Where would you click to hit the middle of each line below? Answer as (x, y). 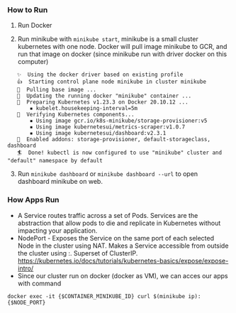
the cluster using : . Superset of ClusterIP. (78, 253)
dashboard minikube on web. (60, 182)
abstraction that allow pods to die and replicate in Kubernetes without (119, 223)
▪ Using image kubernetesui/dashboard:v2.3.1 (98, 133)
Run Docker (35, 26)
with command (39, 283)
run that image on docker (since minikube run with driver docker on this (122, 54)
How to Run (28, 10)
